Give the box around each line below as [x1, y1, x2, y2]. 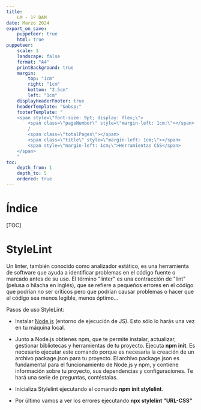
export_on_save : [6, 25, 47, 32]
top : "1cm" [28, 76, 55, 82]
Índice [6, 202, 38, 216]
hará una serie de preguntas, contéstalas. [14, 373, 118, 381]
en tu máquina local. [14, 324, 65, 331]
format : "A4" [17, 59, 50, 65]
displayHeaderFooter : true [17, 98, 85, 104]
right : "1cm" [28, 82, 61, 88]
